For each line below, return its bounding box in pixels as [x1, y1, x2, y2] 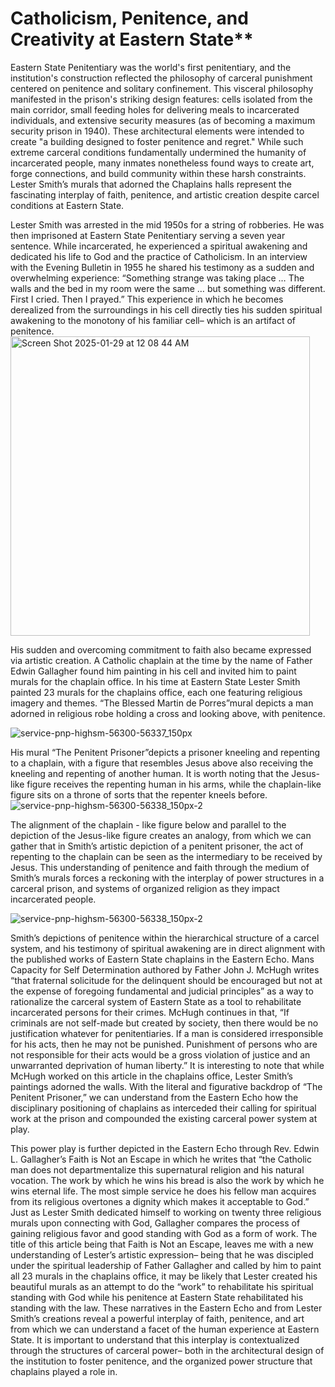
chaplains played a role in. [10, 1365, 118, 1377]
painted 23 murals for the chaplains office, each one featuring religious [10, 686, 303, 698]
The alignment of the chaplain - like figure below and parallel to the [10, 818, 287, 831]
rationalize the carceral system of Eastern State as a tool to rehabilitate [10, 995, 302, 1007]
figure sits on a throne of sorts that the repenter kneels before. [10, 788, 268, 801]
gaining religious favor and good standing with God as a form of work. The [10, 1227, 318, 1239]
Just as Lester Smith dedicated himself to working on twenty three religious [10, 1206, 322, 1218]
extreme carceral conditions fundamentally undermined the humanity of [10, 146, 307, 158]
